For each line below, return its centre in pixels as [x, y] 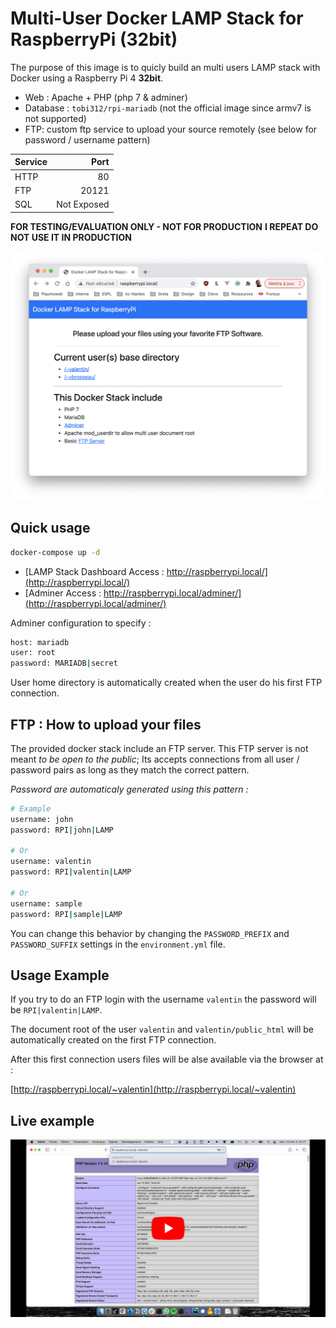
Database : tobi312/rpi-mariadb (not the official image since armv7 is [168, 108]
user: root [33, 653]
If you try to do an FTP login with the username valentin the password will [163, 999]
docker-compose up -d [55, 552]
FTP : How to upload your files [106, 724]
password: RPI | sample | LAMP [66, 914]
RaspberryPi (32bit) [94, 39]
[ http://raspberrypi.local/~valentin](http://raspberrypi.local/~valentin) [153, 1089]
